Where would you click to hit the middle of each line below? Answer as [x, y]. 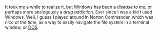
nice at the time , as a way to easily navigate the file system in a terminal [77, 22]
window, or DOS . [22, 27]
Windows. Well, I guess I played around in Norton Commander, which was [79, 17]
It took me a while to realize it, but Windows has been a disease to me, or [79, 7]
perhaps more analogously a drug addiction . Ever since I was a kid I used [79, 12]
